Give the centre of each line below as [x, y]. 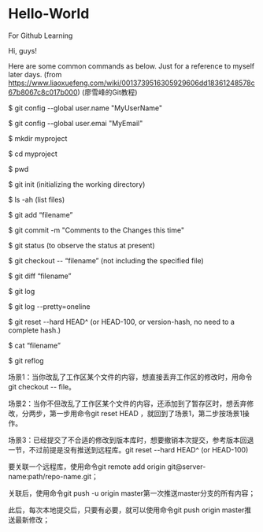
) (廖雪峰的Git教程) [107, 92]
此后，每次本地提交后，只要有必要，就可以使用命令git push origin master [126, 510]
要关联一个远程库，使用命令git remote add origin [87, 467]
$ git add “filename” [41, 214]
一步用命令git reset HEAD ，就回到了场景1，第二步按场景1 [149, 413]
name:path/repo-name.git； [53, 476]
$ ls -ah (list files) [37, 199]
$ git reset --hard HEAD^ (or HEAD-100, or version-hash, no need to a [121, 322]
